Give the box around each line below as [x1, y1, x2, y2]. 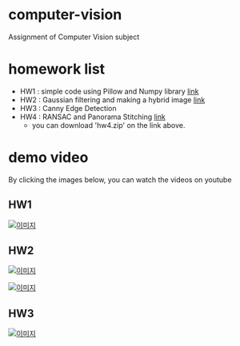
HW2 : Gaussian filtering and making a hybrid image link [19, 94, 206, 105]
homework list [8, 60, 106, 78]
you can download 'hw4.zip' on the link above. [31, 120, 186, 129]
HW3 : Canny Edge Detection [19, 103, 117, 113]
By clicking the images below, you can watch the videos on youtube [8, 174, 232, 185]
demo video [8, 149, 89, 167]
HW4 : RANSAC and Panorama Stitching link [19, 112, 166, 121]
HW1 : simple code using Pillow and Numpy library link [19, 86, 199, 96]
